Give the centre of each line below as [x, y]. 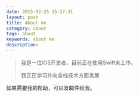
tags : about [21, 34]
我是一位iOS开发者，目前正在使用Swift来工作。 [78, 62]
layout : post [22, 17]
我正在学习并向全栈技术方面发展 [60, 75]
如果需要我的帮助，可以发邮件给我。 [51, 87]
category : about [26, 28]
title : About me [26, 23]
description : [22, 45]
